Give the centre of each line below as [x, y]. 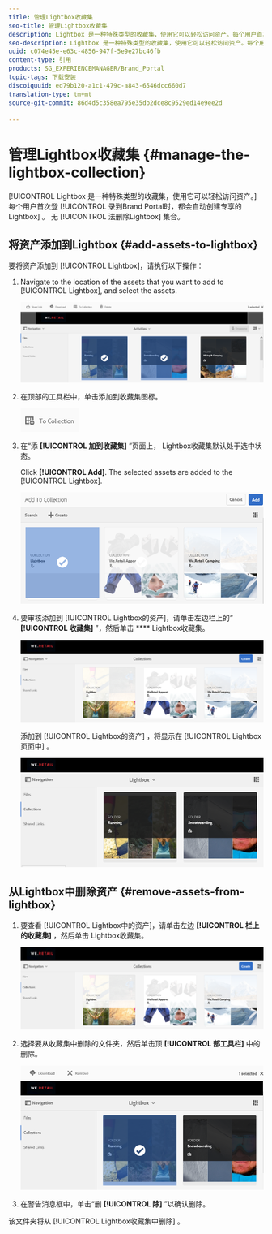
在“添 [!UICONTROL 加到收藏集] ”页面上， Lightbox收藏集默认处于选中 [137, 446]
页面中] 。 [37, 746]
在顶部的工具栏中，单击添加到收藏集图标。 [91, 397]
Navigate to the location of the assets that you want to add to [122, 282]
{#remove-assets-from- [183, 892]
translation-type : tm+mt [50, 94]
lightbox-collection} [77, 173]
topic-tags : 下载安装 [42, 77]
